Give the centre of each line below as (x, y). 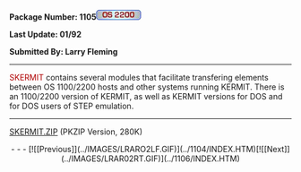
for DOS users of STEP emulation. (72, 106)
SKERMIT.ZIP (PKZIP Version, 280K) (76, 132)
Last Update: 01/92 (46, 34)
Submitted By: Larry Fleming (64, 52)
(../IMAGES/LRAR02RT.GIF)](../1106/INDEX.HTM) (150, 159)
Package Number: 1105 (53, 17)
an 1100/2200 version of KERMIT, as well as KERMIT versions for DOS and (146, 96)
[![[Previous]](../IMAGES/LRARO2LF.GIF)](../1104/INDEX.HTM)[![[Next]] (159, 149)
